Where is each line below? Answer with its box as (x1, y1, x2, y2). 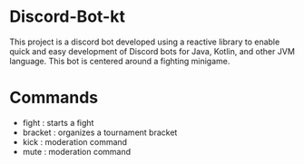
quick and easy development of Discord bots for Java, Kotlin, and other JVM (9, 45, 295, 56)
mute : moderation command (22, 146, 132, 157)
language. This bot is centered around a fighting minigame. (9, 55, 230, 66)
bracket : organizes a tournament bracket (22, 127, 178, 138)
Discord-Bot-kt (9, 6, 125, 27)
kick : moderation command (22, 136, 128, 147)
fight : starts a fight (22, 117, 94, 128)
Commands (9, 88, 99, 108)
